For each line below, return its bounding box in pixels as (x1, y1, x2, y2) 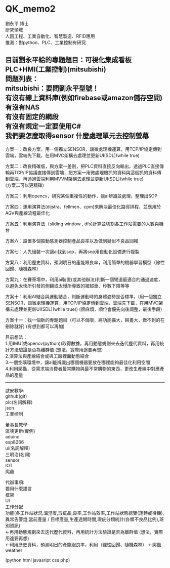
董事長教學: (5, 421, 29, 428)
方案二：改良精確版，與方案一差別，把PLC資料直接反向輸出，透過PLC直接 (5, 163, 160, 169)
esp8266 (5, 439, 24, 445)
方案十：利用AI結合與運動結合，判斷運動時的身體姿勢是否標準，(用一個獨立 (5, 293, 162, 299)
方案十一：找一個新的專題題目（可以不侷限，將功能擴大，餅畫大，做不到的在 (5, 317, 165, 323)
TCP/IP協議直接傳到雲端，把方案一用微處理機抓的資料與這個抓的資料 (14, 169, 157, 175)
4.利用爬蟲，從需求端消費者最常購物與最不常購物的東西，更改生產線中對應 (5, 366, 160, 372)
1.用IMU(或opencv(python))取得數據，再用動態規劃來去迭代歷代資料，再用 (5, 340, 160, 346)
